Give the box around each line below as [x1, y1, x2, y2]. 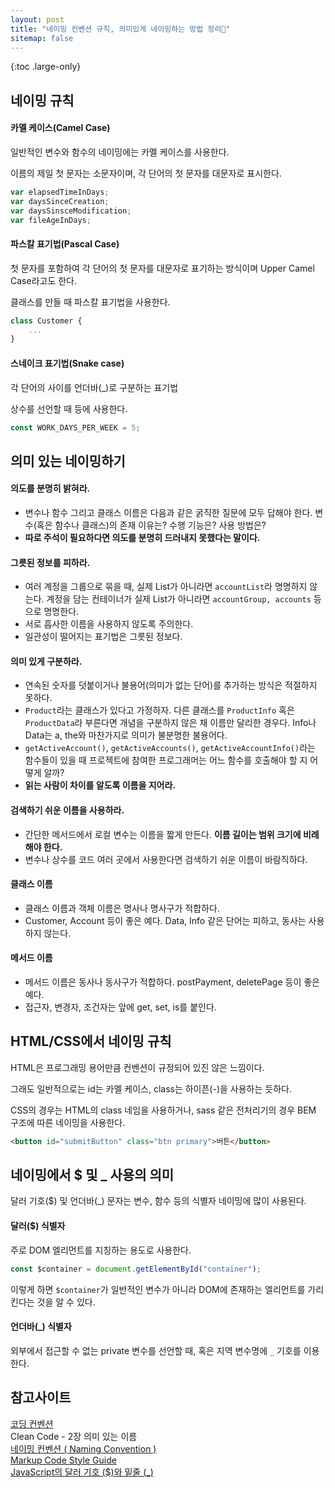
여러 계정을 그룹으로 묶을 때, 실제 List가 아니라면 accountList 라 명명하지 [24, 581, 308, 593]
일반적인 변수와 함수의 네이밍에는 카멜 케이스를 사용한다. [10, 146, 230, 158]
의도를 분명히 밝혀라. [10, 482, 91, 495]
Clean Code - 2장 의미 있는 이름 [10, 1430, 138, 1442]
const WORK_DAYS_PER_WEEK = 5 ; [10, 422, 141, 433]
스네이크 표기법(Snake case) [10, 357, 125, 369]
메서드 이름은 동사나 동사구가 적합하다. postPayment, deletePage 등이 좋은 [24, 976, 320, 988]
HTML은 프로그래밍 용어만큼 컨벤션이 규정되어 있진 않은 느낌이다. [10, 1061, 265, 1073]
